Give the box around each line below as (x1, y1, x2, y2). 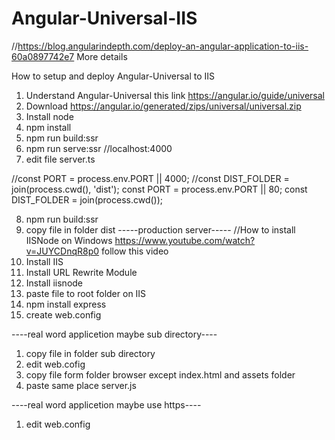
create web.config (25, 308, 102, 321)
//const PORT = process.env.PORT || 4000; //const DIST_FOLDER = (11, 172, 290, 184)
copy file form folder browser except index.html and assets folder (25, 368, 296, 381)
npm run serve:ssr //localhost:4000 (25, 142, 173, 154)
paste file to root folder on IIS (25, 287, 147, 299)
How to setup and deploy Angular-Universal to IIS (11, 70, 216, 82)
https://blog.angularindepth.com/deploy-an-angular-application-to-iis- (17, 40, 309, 52)
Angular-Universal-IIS (11, 7, 198, 30)
